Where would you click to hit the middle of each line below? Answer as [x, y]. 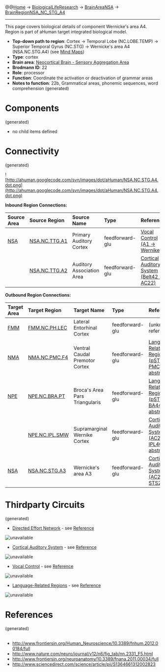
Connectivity [32, 151]
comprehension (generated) [41, 88]
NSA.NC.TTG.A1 [48, 241]
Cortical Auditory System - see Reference [54, 547]
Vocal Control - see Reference [43, 566]
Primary [81, 235]
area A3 [82, 473]
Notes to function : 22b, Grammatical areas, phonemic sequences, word [85, 83]
